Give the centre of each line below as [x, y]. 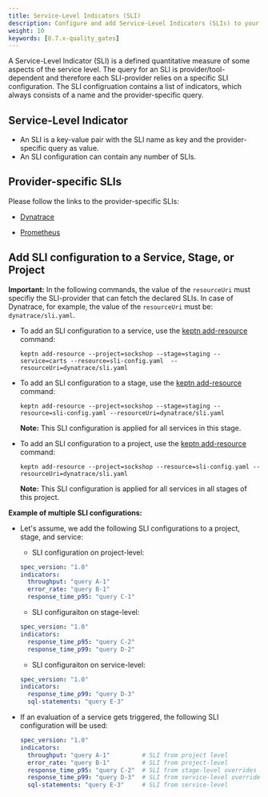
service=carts [43, 361]
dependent [26, 78]
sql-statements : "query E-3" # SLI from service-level [128, 785]
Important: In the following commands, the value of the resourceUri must [129, 289]
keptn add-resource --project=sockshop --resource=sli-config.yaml [134, 466]
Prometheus [40, 232]
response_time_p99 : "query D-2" [81, 649]
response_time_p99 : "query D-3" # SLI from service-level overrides [146, 778]
